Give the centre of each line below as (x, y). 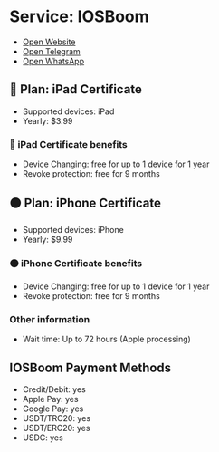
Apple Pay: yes (50, 399)
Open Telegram (52, 51)
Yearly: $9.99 (48, 239)
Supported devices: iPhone (73, 229)
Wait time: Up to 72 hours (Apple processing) (107, 339)
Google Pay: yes (53, 409)
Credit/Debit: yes (54, 389)
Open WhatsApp (53, 61)
